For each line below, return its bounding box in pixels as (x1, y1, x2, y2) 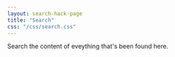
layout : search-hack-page (7, 10, 82, 17)
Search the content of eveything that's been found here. (7, 42, 169, 51)
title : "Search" (7, 17, 54, 24)
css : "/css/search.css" (7, 23, 77, 30)
